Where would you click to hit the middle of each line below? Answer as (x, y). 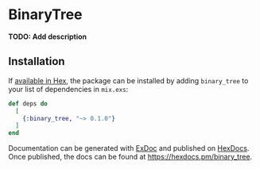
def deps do (28, 104)
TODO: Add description (48, 36)
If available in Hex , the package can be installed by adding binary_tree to (128, 80)
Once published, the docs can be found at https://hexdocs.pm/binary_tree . (130, 157)
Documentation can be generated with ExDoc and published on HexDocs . (129, 148)
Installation (37, 61)
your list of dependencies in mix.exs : (68, 89)
